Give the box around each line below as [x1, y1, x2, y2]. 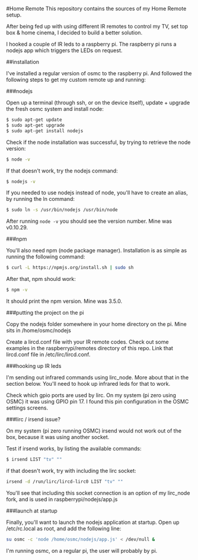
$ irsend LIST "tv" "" [6, 456, 62, 462]
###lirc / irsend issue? [6, 416, 61, 423]
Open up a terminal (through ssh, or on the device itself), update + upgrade [6, 99, 190, 106]
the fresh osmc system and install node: [6, 105, 104, 112]
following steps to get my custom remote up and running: [6, 76, 146, 83]
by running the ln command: [6, 196, 75, 203]
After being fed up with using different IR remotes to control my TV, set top [6, 23, 189, 30]
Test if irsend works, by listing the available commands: [6, 445, 142, 452]
